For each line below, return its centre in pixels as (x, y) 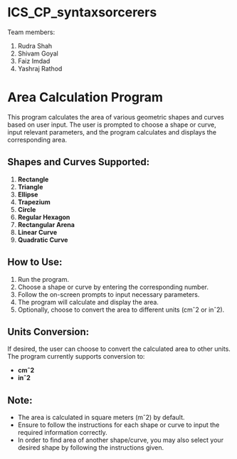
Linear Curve (37, 232)
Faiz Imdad (34, 60)
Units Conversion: (48, 332)
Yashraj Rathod (40, 68)
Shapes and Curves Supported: (79, 162)
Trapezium (34, 202)
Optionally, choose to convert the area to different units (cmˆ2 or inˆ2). (121, 310)
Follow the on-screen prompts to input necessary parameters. (109, 294)
